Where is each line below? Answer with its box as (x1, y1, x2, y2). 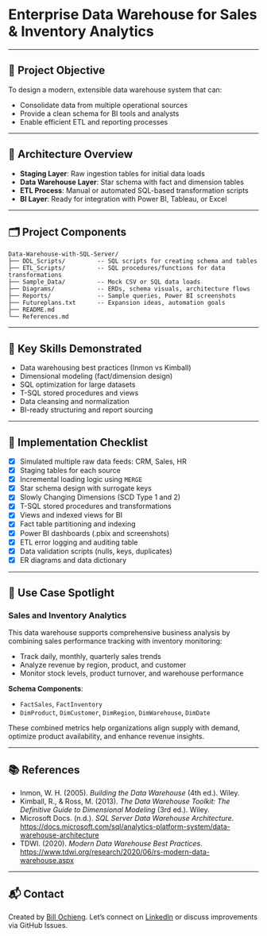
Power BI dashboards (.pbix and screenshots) (19, 528, 170, 537)
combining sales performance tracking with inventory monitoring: (8, 637, 222, 646)
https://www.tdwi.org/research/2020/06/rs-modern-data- (19, 847, 211, 857)
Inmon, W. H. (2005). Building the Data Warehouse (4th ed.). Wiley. (19, 788, 240, 798)
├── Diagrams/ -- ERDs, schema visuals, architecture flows (8, 285, 250, 293)
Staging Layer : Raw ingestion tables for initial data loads (19, 168, 205, 178)
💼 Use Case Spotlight (8, 586, 115, 600)
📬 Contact (8, 887, 64, 900)
